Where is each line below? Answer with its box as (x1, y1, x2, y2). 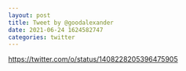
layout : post (8, 11, 51, 20)
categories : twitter (8, 33, 76, 41)
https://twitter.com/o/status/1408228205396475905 (8, 55, 178, 64)
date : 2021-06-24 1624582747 (8, 26, 104, 34)
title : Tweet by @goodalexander (8, 19, 114, 27)
